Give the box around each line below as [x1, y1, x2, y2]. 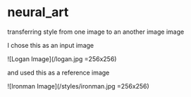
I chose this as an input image [7, 41, 94, 49]
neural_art [7, 4, 69, 20]
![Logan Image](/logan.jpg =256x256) [7, 54, 117, 63]
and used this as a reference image [7, 68, 110, 77]
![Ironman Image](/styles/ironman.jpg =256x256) [7, 82, 149, 90]
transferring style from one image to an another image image [7, 27, 185, 36]
